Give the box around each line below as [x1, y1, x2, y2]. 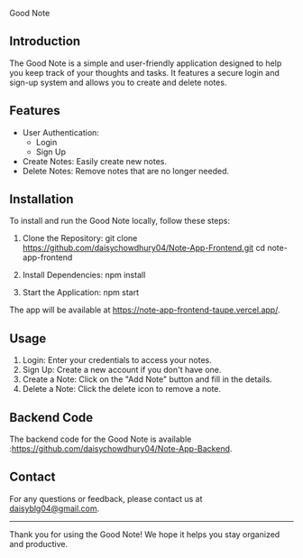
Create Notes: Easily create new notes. [22, 155, 168, 166]
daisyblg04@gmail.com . [9, 503, 100, 514]
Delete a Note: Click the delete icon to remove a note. [22, 384, 222, 395]
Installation [9, 191, 74, 207]
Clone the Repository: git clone [22, 233, 138, 244]
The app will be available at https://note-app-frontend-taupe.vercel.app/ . [9, 304, 280, 315]
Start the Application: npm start [22, 287, 140, 298]
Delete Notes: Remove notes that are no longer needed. [22, 165, 230, 176]
